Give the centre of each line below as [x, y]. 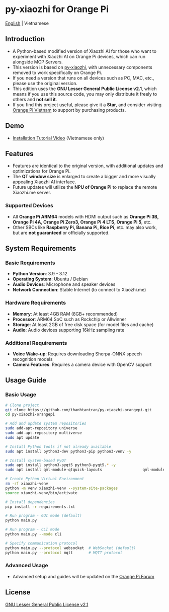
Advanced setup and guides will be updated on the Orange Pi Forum [83, 576]
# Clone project [22, 405]
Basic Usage [21, 395]
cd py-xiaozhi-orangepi [30, 414]
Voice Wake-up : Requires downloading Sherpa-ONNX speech [77, 354]
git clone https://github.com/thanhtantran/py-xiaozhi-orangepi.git [78, 410]
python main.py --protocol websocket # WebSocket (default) [71, 548]
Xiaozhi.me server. [32, 193]
